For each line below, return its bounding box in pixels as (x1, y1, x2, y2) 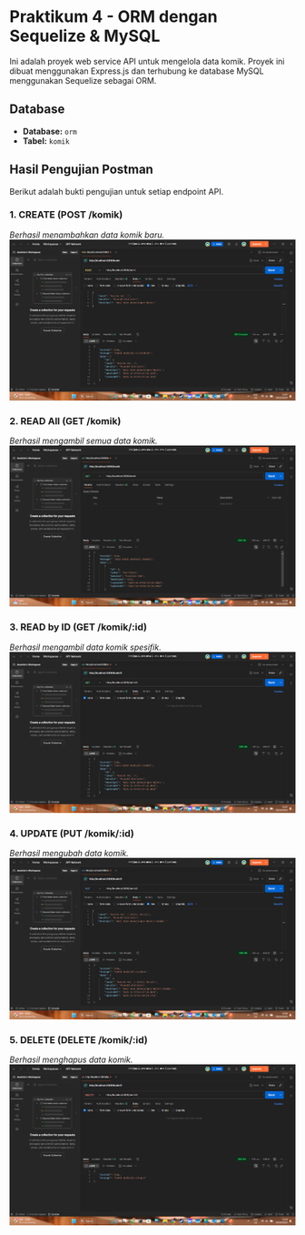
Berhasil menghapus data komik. (9, 1054, 133, 1065)
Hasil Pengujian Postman (9, 162, 154, 177)
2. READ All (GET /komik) (9, 415, 122, 428)
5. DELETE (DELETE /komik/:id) (9, 1033, 148, 1046)
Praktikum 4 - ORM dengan (9, 6, 218, 27)
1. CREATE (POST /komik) (9, 208, 123, 221)
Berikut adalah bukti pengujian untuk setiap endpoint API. (9, 186, 224, 197)
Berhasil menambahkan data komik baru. (9, 229, 165, 240)
